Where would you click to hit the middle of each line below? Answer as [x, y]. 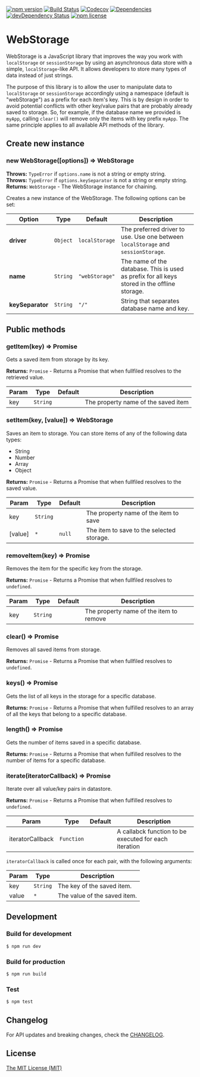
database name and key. [155, 308]
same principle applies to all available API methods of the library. [85, 125]
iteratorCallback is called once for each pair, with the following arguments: [99, 861]
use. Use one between [152, 237]
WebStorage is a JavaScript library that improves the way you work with [95, 56]
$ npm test [20, 1002]
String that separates [150, 300]
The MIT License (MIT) [34, 1068]
